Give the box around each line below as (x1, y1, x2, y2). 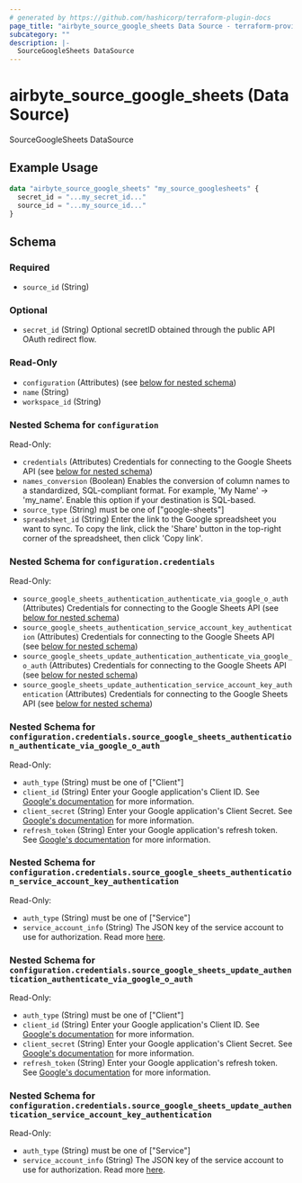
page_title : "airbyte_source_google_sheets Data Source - (9, 22, 231, 31)
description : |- (9, 38, 70, 48)
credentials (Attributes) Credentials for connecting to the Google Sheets (22, 456, 292, 467)
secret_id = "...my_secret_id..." (17, 193, 147, 202)
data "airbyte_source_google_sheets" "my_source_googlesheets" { (9, 184, 259, 193)
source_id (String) (22, 282, 90, 292)
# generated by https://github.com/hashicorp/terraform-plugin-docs (9, 13, 271, 22)
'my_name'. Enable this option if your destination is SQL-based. (22, 494, 256, 505)
